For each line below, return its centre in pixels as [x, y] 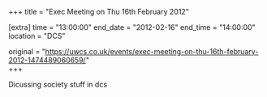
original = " [27, 51]
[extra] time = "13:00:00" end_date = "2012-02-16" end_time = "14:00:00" [132, 27]
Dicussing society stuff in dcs [58, 84]
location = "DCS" [37, 36]
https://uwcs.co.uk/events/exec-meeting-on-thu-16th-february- [152, 51]
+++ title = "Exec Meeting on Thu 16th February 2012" [99, 12]
